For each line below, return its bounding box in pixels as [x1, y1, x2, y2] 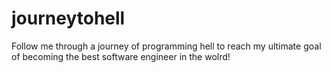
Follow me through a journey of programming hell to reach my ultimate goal [11, 40, 322, 52]
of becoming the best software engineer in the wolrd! [11, 50, 231, 62]
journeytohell [11, 7, 126, 30]
